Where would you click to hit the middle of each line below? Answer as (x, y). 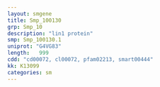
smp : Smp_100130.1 (34, 40)
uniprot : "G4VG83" (34, 46)
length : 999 (28, 53)
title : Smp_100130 (34, 20)
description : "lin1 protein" (50, 33)
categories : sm (30, 72)
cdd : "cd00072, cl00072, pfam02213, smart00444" (80, 60)
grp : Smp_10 (25, 27)
